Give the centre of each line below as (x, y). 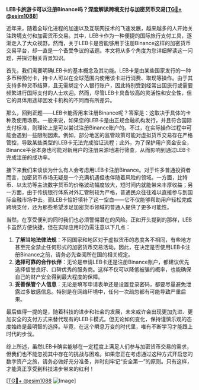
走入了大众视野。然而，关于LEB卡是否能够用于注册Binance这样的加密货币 (101, 43)
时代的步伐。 (22, 334)
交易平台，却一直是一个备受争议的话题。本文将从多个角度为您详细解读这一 (97, 50)
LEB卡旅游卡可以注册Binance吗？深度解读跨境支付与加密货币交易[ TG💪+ (94, 9)
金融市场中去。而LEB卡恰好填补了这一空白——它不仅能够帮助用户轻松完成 (102, 199)
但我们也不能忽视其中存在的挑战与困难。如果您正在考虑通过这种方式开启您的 (99, 354)
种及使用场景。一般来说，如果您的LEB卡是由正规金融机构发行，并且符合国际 (99, 120)
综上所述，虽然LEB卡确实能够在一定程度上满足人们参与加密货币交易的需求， (99, 346)
